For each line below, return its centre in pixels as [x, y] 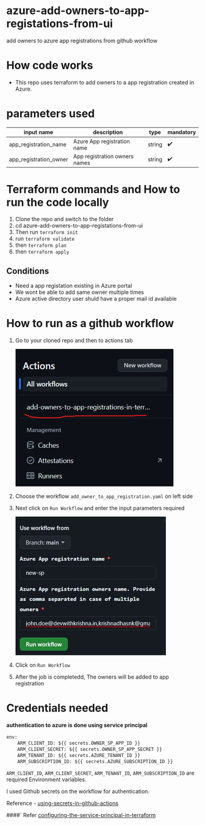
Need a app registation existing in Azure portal [74, 286]
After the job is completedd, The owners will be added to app [92, 677]
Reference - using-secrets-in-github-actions [63, 803]
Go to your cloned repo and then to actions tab [74, 340]
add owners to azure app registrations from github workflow [82, 40]
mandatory [182, 132]
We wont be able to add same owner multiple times [80, 292]
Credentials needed [57, 708]
